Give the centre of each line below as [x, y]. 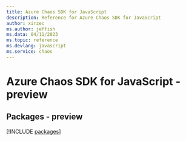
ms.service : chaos [29, 52]
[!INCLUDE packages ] [34, 131]
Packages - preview [45, 117]
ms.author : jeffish [31, 29]
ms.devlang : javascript [36, 46]
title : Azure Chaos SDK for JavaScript [57, 12]
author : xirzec [25, 23]
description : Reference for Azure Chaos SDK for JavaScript [84, 18]
